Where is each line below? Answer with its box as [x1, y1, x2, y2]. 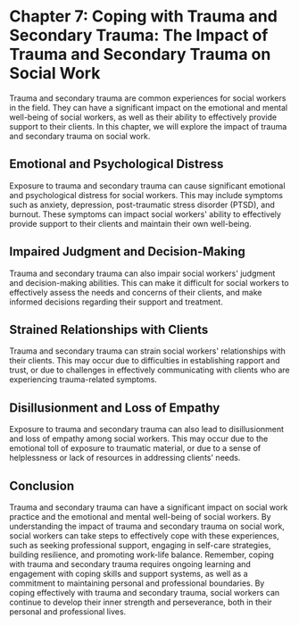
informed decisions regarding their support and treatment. [9, 296, 223, 307]
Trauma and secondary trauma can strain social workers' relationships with [9, 346, 286, 356]
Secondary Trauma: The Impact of [9, 25, 269, 46]
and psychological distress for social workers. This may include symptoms [9, 189, 284, 200]
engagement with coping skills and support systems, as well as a [9, 569, 248, 579]
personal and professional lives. [9, 606, 127, 617]
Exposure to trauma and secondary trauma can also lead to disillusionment [9, 424, 284, 435]
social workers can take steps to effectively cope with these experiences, [9, 530, 279, 541]
